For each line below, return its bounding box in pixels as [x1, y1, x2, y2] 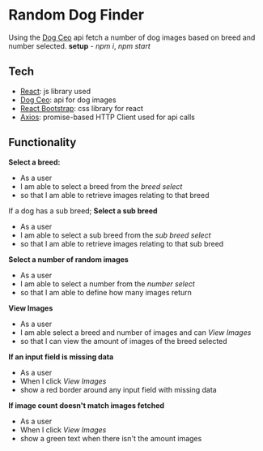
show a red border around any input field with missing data [19, 384, 217, 394]
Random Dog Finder [8, 6, 144, 24]
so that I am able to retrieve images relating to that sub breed [19, 238, 224, 248]
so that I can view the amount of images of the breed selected [19, 336, 228, 346]
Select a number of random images [8, 254, 129, 264]
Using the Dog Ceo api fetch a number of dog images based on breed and [8, 32, 256, 42]
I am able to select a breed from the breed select [19, 181, 183, 191]
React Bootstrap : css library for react [19, 103, 143, 113]
